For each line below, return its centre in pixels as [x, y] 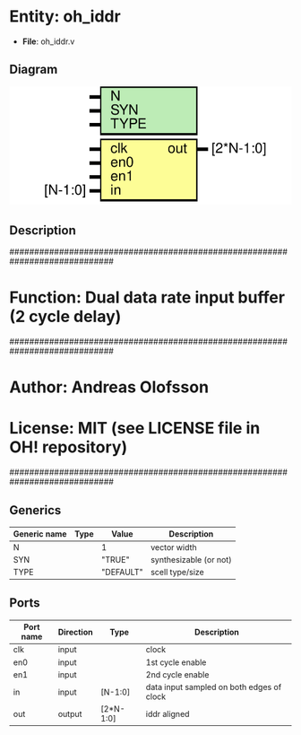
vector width [174, 547]
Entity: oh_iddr [65, 17]
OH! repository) [69, 447]
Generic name [40, 534]
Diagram [34, 70]
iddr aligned [168, 713]
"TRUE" [116, 559]
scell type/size [177, 573]
